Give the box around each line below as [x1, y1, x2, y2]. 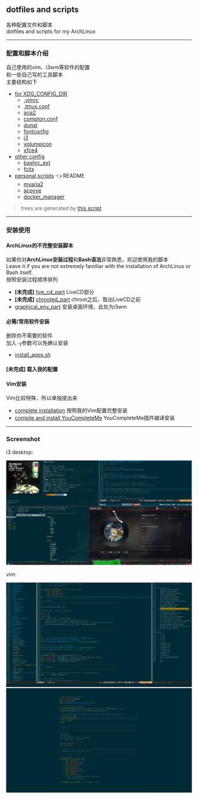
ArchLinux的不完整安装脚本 [6, 242, 74, 249]
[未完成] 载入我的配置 [6, 366, 58, 373]
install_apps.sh [14, 351, 51, 358]
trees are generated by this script [20, 205, 102, 212]
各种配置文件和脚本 [6, 21, 53, 28]
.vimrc [23, 97, 39, 104]
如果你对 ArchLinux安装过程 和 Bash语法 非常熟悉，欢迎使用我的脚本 [6, 256, 169, 263]
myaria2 [23, 181, 44, 188]
